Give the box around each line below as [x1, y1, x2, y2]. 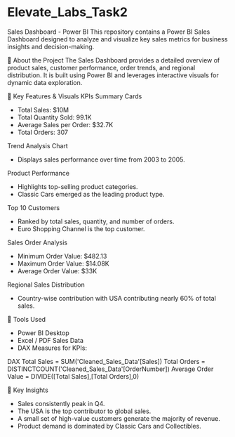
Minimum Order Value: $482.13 [17, 252, 107, 260]
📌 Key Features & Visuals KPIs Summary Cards [7, 92, 142, 100]
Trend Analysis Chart [7, 141, 68, 150]
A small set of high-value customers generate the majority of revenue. [17, 414, 221, 422]
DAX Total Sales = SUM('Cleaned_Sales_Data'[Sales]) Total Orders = [7, 357, 206, 365]
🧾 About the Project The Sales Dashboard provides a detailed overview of [7, 56, 220, 64]
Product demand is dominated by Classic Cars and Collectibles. [17, 422, 201, 430]
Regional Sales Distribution [7, 280, 86, 289]
